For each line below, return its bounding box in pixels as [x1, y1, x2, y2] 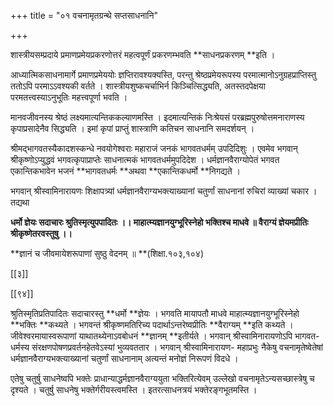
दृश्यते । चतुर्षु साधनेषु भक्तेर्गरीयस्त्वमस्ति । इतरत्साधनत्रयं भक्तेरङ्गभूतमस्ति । [10, 384, 258, 395]
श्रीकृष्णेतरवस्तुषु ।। [10, 228, 73, 239]
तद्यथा [10, 196, 30, 208]
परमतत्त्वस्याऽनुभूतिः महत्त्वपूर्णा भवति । [10, 91, 128, 103]
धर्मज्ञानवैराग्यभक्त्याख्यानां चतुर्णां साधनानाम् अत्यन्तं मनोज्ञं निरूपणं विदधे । [10, 353, 239, 364]
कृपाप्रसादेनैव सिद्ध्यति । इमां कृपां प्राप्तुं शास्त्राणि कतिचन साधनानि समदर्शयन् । [10, 123, 255, 134]
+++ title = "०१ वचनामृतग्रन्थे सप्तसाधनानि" [10, 10, 158, 21]
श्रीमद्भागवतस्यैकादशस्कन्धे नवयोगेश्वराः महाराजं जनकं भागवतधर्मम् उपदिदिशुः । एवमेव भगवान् [10, 143, 298, 154]
